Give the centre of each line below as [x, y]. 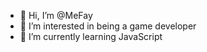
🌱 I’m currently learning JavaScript [91, 36]
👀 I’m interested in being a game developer [108, 26]
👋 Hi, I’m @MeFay [56, 15]
